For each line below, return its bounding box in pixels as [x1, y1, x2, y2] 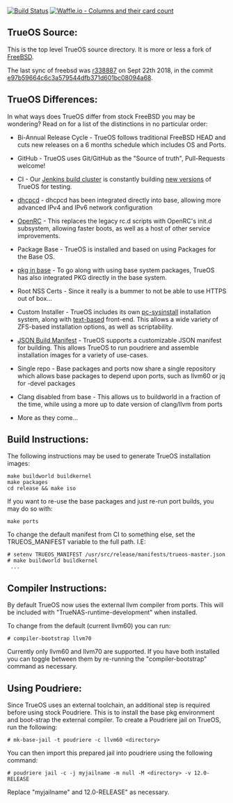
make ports [7, 518, 39, 525]
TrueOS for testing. [17, 182, 72, 191]
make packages [7, 479, 49, 486]
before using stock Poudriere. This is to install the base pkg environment [7, 708, 215, 717]
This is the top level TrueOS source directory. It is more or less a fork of [7, 45, 212, 54]
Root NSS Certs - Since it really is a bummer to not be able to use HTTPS [17, 286, 227, 295]
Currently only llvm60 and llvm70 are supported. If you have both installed [7, 648, 220, 656]
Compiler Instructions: [7, 582, 107, 594]
